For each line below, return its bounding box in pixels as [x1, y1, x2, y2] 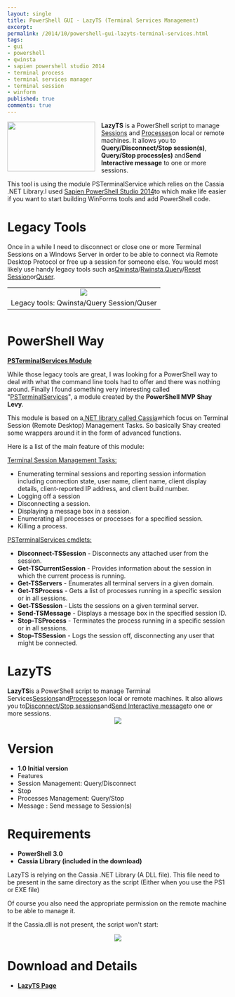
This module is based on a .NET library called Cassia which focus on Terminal [7, 413, 229, 422]
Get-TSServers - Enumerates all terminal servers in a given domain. [17, 578, 214, 588]
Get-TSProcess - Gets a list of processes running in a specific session [17, 586, 222, 595]
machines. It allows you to [101, 136, 177, 144]
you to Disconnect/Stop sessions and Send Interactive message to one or [7, 701, 213, 710]
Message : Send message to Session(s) [17, 801, 132, 810]
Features [17, 771, 43, 780]
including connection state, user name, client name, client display [17, 476, 207, 485]
